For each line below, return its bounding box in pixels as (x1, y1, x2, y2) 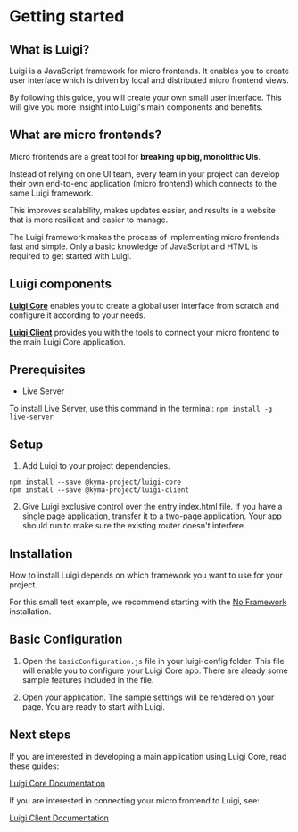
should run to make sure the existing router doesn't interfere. (21, 520, 246, 531)
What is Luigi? (9, 42, 90, 57)
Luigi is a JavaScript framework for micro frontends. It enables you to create (9, 65, 290, 76)
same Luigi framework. (9, 187, 94, 198)
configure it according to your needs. (9, 310, 146, 320)
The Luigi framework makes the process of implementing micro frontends (9, 231, 280, 242)
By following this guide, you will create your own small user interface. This (9, 92, 283, 103)
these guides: (9, 761, 60, 771)
